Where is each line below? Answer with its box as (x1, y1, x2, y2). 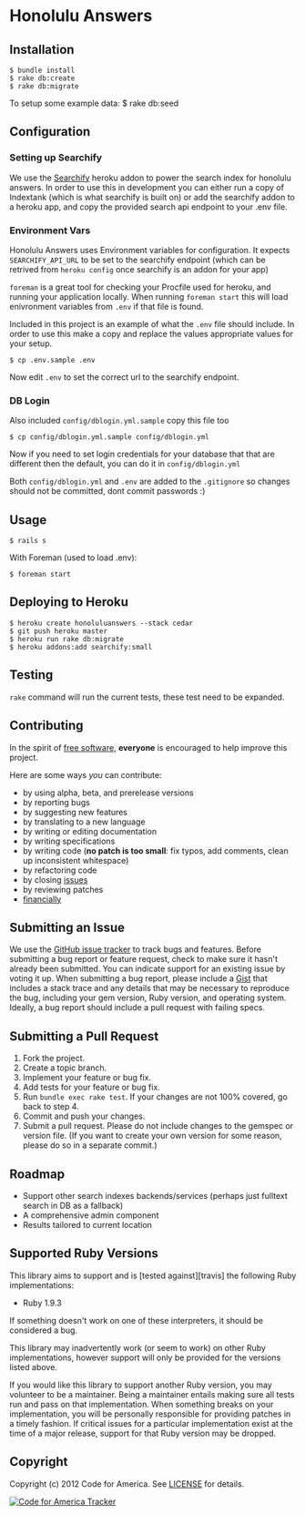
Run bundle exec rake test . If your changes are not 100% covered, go (22, 1091, 289, 1102)
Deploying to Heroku (9, 594, 129, 610)
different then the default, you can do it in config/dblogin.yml (9, 458, 241, 469)
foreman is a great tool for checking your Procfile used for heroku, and (9, 282, 271, 292)
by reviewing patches (22, 884, 104, 895)
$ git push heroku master (9, 626, 107, 636)
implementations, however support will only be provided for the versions (9, 1352, 281, 1363)
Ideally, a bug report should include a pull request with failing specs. (9, 1002, 266, 1013)
